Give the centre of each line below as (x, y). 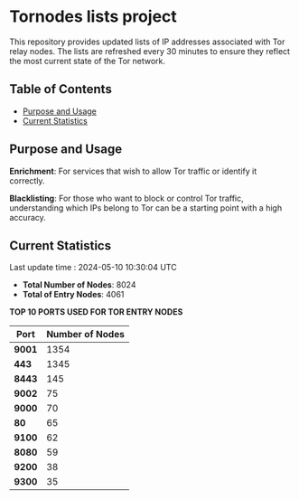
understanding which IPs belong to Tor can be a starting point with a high (146, 208)
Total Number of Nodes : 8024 (79, 285)
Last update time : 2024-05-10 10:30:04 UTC (93, 268)
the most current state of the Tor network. (87, 61)
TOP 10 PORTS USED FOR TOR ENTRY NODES (96, 312)
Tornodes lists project (93, 17)
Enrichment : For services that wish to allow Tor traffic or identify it (133, 171)
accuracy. (28, 217)
